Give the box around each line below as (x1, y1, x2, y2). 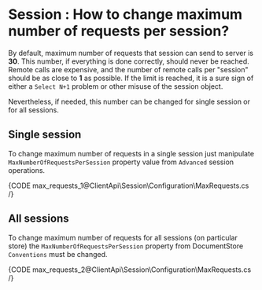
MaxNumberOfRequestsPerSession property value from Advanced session (8, 157, 234, 167)
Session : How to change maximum (8, 6, 242, 24)
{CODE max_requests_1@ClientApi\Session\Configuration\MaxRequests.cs (8, 181, 249, 190)
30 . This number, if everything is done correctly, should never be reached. (8, 57, 249, 66)
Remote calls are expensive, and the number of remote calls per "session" (8, 64, 249, 74)
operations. (8, 165, 46, 174)
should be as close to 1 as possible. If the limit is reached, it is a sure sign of (8, 73, 254, 83)
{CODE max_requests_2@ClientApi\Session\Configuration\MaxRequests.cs (8, 265, 252, 274)
